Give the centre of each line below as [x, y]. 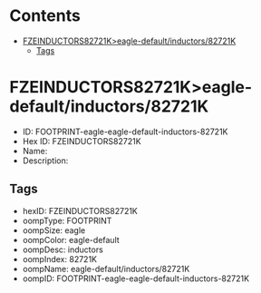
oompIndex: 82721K [60, 259]
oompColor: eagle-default [71, 239]
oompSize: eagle [54, 230]
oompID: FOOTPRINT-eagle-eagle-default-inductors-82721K [136, 278]
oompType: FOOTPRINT [67, 220]
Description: [45, 161]
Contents [45, 16]
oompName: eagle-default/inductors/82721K [106, 269]
